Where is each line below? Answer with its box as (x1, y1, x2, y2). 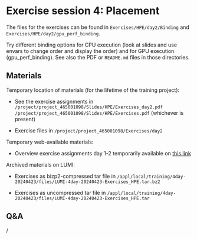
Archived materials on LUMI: (6, 161, 75, 168)
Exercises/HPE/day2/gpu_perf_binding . (6, 29, 100, 36)
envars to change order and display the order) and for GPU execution (6, 47, 175, 54)
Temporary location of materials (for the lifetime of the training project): (6, 87, 180, 94)
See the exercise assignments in (14, 98, 94, 105)
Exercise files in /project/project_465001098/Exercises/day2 (14, 127, 163, 134)
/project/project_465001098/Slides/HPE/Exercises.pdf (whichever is (14, 109, 184, 116)
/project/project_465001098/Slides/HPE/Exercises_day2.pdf (14, 104, 163, 110)
